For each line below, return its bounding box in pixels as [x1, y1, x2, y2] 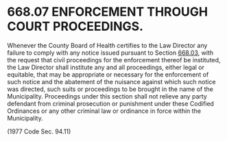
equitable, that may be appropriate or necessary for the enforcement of [7, 70, 209, 79]
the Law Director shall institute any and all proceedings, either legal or [7, 63, 204, 71]
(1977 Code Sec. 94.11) [7, 127, 71, 136]
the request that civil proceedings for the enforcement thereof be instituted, [7, 55, 221, 64]
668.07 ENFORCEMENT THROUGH [7, 4, 208, 20]
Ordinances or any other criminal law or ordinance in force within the [7, 107, 201, 115]
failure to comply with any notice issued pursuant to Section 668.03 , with [7, 49, 214, 57]
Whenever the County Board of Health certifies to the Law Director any [7, 41, 208, 49]
